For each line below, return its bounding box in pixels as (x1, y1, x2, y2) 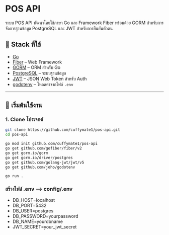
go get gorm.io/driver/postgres (5, 155, 73, 160)
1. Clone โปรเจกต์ (5, 116, 44, 123)
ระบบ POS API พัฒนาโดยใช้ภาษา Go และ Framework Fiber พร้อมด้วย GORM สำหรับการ (5, 20, 164, 26)
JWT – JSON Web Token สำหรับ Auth (12, 75, 87, 82)
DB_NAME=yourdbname (12, 218, 63, 224)
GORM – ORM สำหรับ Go (12, 64, 61, 70)
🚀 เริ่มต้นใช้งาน (5, 101, 42, 110)
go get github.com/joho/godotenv (5, 165, 75, 170)
